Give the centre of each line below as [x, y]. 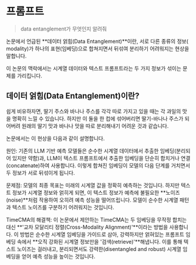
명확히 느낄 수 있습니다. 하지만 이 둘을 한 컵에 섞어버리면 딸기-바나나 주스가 [98, 118]
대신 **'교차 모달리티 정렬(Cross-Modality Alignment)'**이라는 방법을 [87, 227]
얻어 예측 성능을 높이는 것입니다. [58, 256]
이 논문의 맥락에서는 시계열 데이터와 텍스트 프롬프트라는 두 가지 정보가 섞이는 [94, 68]
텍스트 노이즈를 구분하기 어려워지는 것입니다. [63, 207]
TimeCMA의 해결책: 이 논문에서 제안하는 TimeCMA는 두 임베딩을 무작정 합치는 [97, 219]
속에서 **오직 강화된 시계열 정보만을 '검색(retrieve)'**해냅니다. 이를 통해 [100, 242]
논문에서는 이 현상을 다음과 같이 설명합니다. [55, 138]
